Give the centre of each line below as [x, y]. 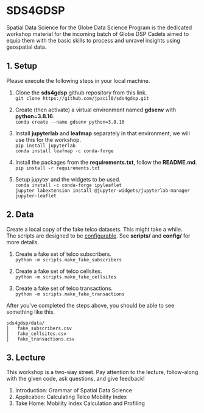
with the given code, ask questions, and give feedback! [76, 379]
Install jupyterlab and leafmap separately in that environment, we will [102, 133]
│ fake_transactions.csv [40, 339]
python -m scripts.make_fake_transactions [70, 294]
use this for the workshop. [48, 139]
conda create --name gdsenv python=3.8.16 [70, 122]
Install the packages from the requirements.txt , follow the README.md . [106, 162]
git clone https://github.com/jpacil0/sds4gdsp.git [82, 98]
